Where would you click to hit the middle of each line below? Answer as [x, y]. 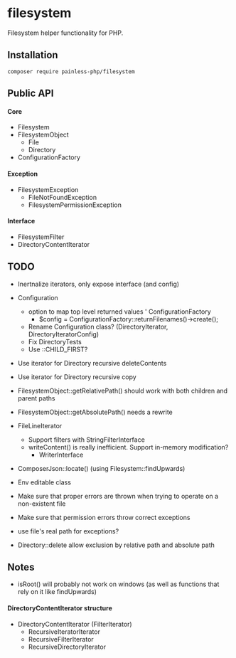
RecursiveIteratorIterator [64, 632]
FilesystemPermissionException [75, 205]
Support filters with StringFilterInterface [87, 440]
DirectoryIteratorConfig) [64, 334]
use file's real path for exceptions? [68, 531]
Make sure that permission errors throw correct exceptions [104, 517]
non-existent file [42, 504]
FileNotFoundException [63, 197]
